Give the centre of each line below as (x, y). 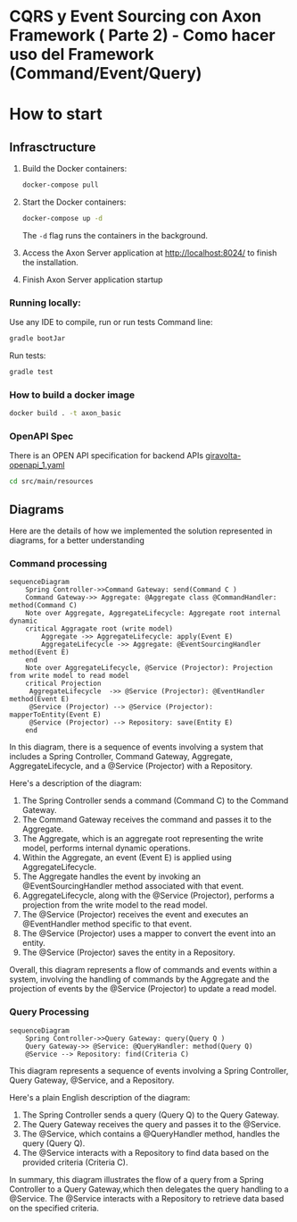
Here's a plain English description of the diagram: (100, 1097)
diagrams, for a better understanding (77, 540)
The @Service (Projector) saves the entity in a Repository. (128, 952)
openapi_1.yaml (37, 465)
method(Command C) (43, 606)
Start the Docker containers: (74, 202)
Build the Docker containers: (74, 169)
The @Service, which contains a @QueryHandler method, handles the (151, 1134)
